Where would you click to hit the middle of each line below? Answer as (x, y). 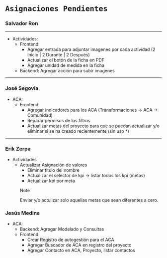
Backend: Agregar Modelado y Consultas (62, 229)
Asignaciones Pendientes (56, 9)
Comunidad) (40, 115)
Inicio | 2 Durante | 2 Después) (59, 55)
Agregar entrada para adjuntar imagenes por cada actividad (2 (91, 49)
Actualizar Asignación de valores (53, 165)
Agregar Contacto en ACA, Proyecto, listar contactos (81, 251)
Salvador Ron (22, 23)
